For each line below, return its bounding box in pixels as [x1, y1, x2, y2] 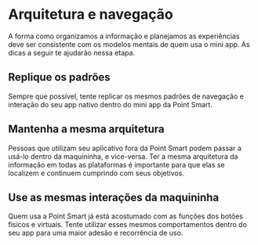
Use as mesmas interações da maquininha [8, 190, 220, 204]
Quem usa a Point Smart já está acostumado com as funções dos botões [8, 211, 243, 221]
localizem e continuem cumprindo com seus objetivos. [8, 168, 184, 178]
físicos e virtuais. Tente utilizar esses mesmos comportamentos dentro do [8, 220, 247, 229]
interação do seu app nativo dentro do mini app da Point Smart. [8, 99, 213, 109]
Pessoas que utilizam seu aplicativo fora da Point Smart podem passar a [8, 143, 242, 153]
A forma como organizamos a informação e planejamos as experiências [8, 31, 240, 41]
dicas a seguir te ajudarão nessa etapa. [8, 48, 136, 57]
